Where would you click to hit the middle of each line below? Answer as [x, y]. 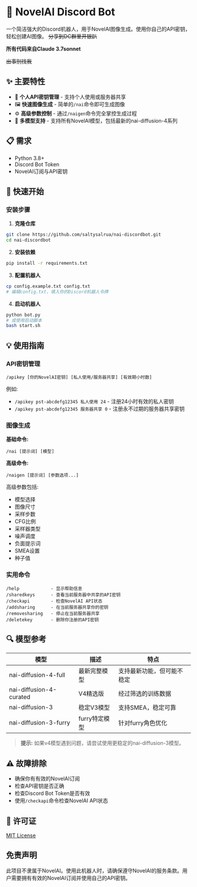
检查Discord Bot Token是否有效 [52, 793]
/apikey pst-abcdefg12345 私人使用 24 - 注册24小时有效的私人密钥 [94, 401]
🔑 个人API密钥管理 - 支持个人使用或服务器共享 [70, 97]
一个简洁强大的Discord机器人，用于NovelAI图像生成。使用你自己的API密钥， [98, 29]
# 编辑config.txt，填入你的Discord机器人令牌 [57, 292]
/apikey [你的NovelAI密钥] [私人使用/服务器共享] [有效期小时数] [79, 377]
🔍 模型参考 [26, 639]
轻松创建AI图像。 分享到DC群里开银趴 [52, 36]
